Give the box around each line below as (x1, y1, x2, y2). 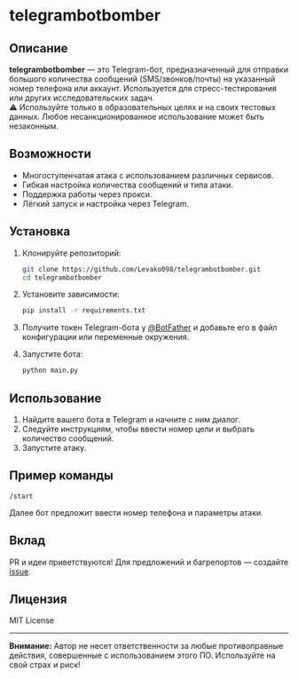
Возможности (9, 146, 91, 162)
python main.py (21, 366, 79, 375)
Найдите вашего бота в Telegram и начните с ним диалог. (21, 414, 241, 424)
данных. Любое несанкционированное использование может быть (9, 112, 264, 122)
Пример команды (9, 468, 114, 484)
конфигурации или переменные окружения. (21, 332, 190, 343)
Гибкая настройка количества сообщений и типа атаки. (21, 179, 233, 190)
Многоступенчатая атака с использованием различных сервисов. (21, 170, 274, 180)
